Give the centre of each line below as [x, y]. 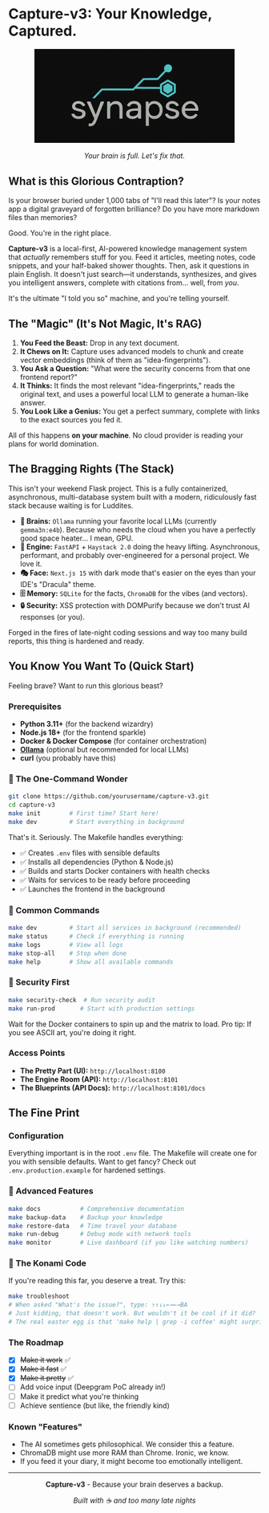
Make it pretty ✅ [47, 1378]
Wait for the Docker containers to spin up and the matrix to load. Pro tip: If [130, 1024]
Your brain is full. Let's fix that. [134, 156]
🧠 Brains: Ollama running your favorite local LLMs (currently [118, 521]
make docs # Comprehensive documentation [96, 1209]
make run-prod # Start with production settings [102, 1009]
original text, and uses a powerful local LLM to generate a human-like [134, 394]
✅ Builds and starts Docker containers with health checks [115, 871]
